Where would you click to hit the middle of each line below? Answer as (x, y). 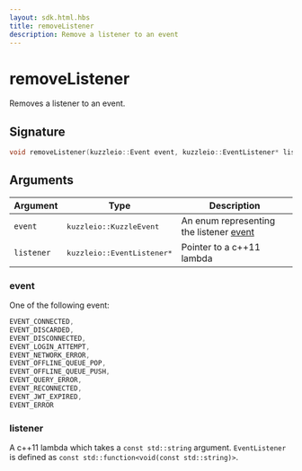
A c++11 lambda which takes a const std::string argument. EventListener (148, 448)
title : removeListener (52, 26)
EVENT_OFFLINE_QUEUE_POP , (58, 363)
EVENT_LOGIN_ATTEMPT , (50, 346)
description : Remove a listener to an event (94, 34)
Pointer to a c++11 (221, 248)
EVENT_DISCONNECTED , (48, 338)
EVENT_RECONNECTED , (46, 388)
